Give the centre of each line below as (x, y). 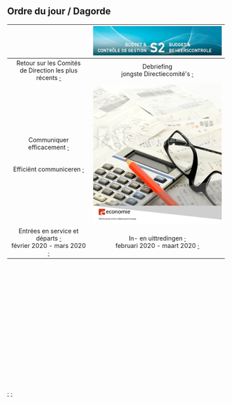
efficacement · (49, 147)
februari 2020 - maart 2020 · (157, 246)
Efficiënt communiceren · (48, 169)
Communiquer (49, 140)
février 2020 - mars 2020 (49, 246)
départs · (49, 238)
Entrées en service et (49, 231)
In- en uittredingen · (157, 238)
